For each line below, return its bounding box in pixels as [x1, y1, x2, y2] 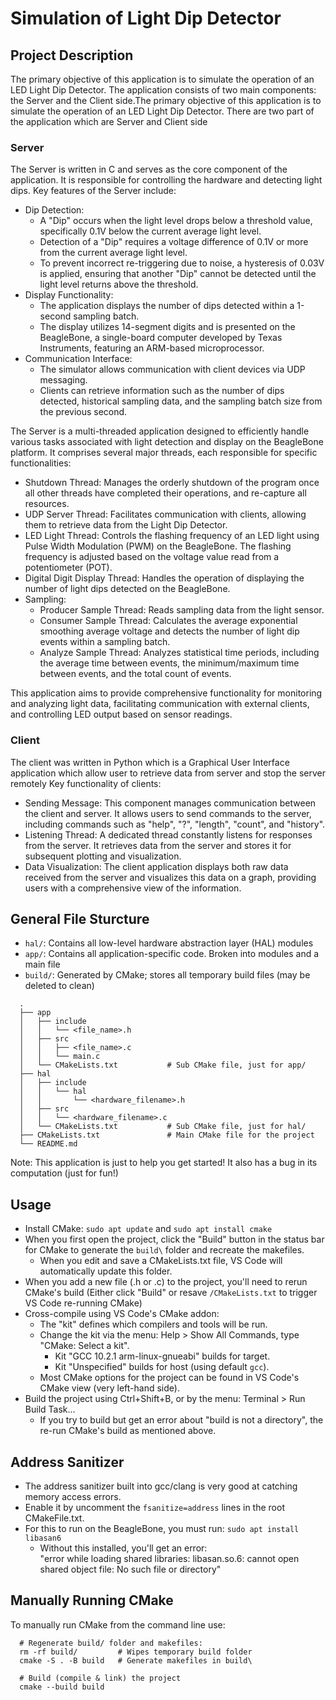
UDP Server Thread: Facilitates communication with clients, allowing [24, 508, 307, 521]
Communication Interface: [24, 353, 133, 365]
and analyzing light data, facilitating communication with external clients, [10, 698, 310, 710]
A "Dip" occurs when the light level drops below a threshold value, [39, 215, 313, 227]
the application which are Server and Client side [10, 116, 208, 127]
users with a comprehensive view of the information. [24, 882, 242, 894]
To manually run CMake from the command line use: [10, 1618, 226, 1631]
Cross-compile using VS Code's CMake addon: [24, 1308, 220, 1320]
